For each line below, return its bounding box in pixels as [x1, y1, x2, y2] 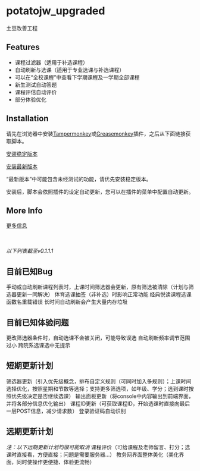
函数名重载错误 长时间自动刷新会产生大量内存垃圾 [6, 299, 128, 306]
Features [6, 42, 40, 52]
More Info [6, 205, 43, 215]
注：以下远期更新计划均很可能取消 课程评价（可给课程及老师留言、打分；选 [6, 443, 190, 450]
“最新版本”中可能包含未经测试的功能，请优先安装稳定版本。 [6, 175, 152, 183]
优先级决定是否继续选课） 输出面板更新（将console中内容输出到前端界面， [11, 392, 194, 400]
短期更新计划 [6, 361, 54, 371]
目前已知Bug [6, 266, 53, 277]
